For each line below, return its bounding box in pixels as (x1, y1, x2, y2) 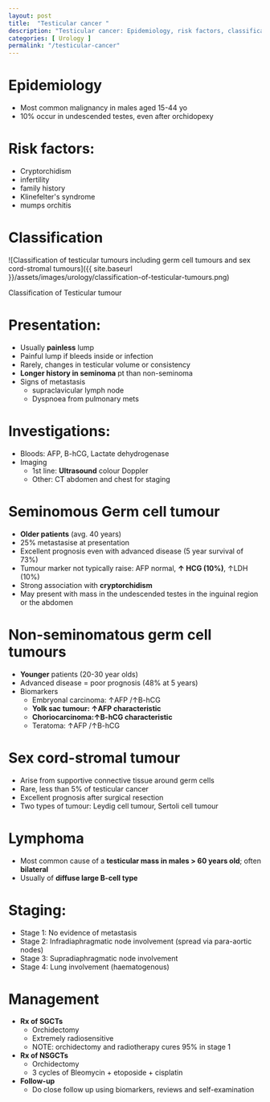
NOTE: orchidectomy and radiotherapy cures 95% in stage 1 (31, 1042, 231, 1052)
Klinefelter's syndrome (19, 192, 96, 201)
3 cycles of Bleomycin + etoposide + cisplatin (31, 1067, 183, 1078)
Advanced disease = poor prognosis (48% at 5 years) (19, 677, 198, 688)
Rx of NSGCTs (19, 1051, 68, 1060)
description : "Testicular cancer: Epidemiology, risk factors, (8, 27, 225, 35)
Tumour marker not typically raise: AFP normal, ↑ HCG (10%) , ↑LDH (19, 563, 248, 573)
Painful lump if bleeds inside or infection (19, 351, 154, 360)
